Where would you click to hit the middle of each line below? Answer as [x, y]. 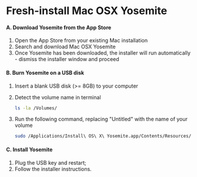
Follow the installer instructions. [53, 169]
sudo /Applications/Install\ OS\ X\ [59, 136]
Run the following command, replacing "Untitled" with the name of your [101, 119]
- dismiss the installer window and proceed [67, 59]
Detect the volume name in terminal [58, 97]
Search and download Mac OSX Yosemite [65, 47]
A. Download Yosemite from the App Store [59, 27]
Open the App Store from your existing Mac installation [81, 41]
